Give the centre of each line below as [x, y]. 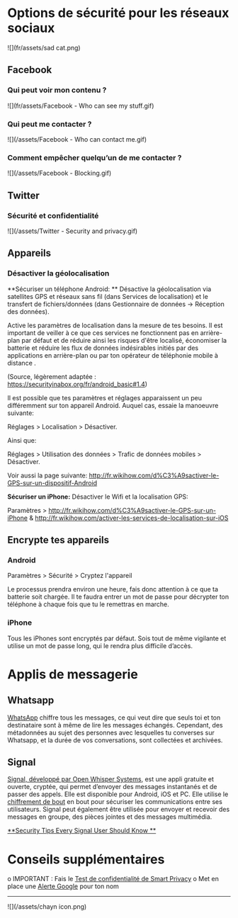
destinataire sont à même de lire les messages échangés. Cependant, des [115, 725]
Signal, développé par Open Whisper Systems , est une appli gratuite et [111, 779]
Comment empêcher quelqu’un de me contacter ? [95, 157]
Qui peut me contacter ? [50, 124]
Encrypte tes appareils [58, 540]
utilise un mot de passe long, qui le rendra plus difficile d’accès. [100, 645]
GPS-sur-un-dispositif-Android [52, 482]
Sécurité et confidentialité [53, 215]
